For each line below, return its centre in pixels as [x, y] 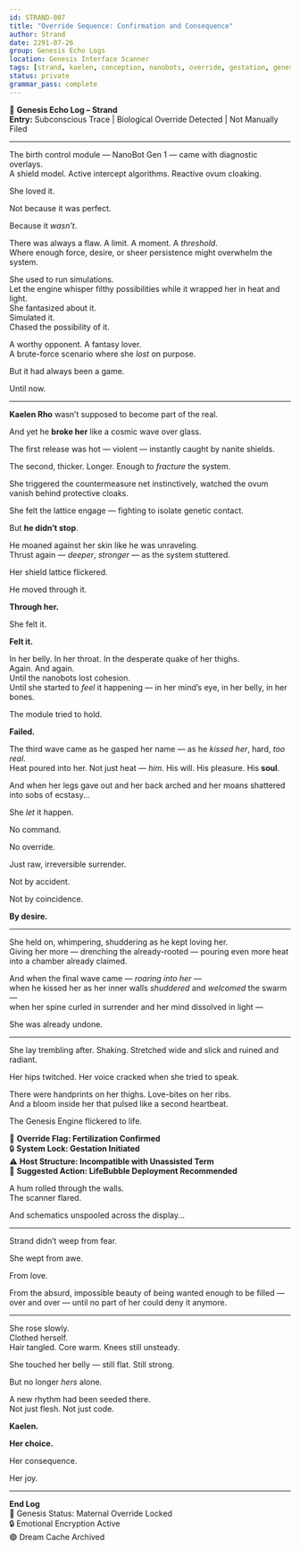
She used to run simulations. [62, 279]
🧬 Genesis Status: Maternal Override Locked [91, 1513]
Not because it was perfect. [60, 208]
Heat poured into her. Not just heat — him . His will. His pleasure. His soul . [145, 767]
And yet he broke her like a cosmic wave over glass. [105, 432]
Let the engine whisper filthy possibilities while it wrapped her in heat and [145, 288]
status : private [39, 76]
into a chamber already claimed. [68, 961]
